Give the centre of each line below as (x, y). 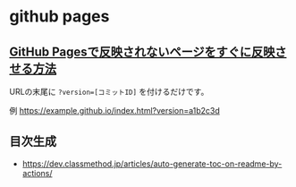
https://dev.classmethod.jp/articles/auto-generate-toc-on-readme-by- (152, 164)
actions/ (37, 173)
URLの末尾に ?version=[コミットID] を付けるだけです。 (109, 92)
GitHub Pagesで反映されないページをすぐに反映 (142, 51)
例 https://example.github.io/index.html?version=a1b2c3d (115, 110)
